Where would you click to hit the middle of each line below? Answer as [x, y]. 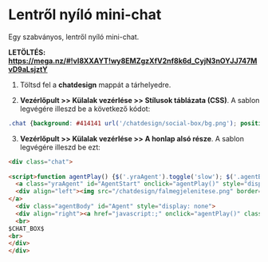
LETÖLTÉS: [27, 52]
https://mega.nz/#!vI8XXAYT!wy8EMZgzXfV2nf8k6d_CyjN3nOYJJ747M [133, 61]
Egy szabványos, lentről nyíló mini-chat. [74, 37]
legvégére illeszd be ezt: [60, 147]
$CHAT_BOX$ [26, 228]
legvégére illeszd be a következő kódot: [85, 109]
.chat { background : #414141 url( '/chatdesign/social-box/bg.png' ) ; [123, 123]
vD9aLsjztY [28, 69]
